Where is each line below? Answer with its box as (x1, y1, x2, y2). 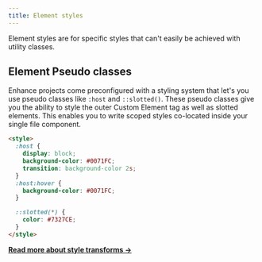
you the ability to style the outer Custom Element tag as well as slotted (8, 102, 238, 112)
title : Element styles (8, 11, 83, 20)
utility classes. (8, 41, 56, 52)
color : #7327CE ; (22, 216, 77, 224)
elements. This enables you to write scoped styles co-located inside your (8, 111, 249, 121)
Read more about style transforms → (8, 245, 133, 254)
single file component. (8, 120, 82, 129)
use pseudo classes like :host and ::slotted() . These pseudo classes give (8, 94, 255, 104)
